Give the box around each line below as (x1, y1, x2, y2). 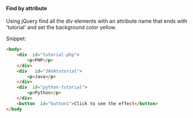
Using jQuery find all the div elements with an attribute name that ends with (6, 18, 188, 25)
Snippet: (6, 35, 26, 42)
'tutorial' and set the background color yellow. (6, 24, 117, 31)
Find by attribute (6, 5, 47, 12)
